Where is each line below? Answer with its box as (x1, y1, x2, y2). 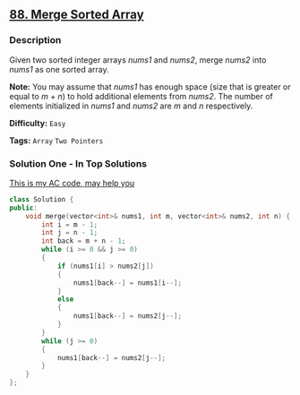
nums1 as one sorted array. (9, 64, 109, 74)
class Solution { (9, 194, 74, 204)
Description (9, 34, 62, 47)
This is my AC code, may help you (9, 177, 135, 188)
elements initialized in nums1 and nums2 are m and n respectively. (9, 100, 253, 111)
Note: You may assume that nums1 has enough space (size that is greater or (9, 81, 291, 92)
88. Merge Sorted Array (9, 7, 145, 22)
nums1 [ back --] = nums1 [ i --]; (73, 278, 182, 288)
